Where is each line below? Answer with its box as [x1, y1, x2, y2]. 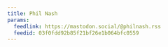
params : [7, 17, 30, 23]
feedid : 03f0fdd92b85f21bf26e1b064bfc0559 [13, 29, 139, 37]
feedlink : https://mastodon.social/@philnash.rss [13, 23, 161, 30]
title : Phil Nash [7, 10, 58, 17]
